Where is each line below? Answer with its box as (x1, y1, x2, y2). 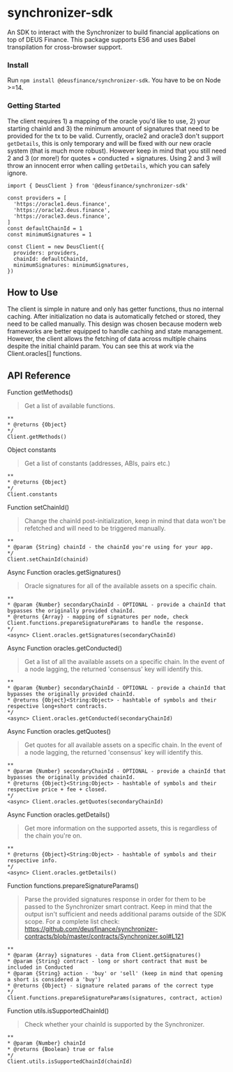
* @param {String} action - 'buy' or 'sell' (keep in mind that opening (7, 970, 223, 977)
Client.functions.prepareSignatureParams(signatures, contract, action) (7, 995, 223, 1002)
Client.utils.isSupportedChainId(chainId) (7, 1058, 133, 1065)
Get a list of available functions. (24, 402, 115, 410)
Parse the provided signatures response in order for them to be (24, 895, 206, 904)
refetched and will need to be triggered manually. (24, 524, 166, 533)
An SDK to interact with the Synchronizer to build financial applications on (7, 28, 220, 36)
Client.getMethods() (7, 434, 68, 441)
